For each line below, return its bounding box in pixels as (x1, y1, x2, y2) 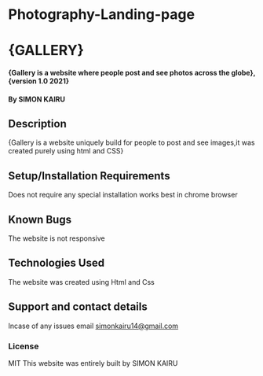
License (8, 341, 39, 352)
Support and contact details (8, 300, 148, 314)
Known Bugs (8, 212, 72, 226)
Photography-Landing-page (8, 6, 195, 24)
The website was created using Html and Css (8, 277, 155, 286)
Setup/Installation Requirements (8, 169, 170, 182)
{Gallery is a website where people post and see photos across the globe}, (8, 68, 256, 77)
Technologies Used (8, 256, 104, 270)
